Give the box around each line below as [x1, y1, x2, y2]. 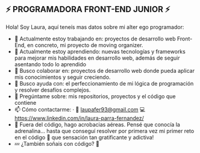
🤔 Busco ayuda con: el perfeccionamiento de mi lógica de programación [14, 80, 194, 87]
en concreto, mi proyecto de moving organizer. [27, 41, 143, 49]
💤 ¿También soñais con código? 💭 [14, 140, 100, 147]
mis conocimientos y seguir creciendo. [14, 73, 111, 81]
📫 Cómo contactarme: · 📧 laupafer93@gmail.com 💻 [14, 105, 146, 113]
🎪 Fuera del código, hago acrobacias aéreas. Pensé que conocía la [14, 120, 180, 128]
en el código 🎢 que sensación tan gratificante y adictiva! [14, 134, 154, 141]
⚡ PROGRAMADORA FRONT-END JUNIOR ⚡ [5, 4, 170, 14]
